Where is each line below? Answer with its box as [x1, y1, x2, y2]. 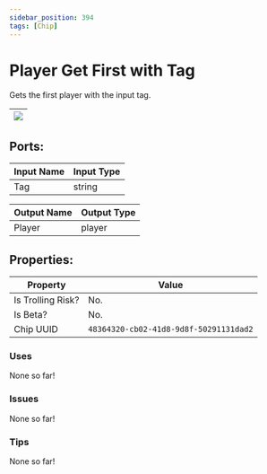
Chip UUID [13, 323, 58, 336]
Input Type [73, 165, 121, 178]
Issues [9, 392, 39, 405]
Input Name [13, 165, 65, 178]
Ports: [9, 138, 45, 154]
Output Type [80, 206, 136, 219]
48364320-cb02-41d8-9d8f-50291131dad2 [88, 324, 254, 335]
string [73, 180, 99, 193]
